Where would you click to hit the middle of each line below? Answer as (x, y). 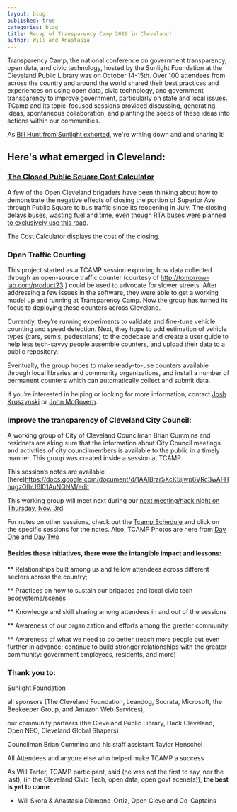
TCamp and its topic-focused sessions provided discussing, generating (111, 106)
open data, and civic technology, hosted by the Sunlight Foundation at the (115, 68)
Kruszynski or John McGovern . (52, 402)
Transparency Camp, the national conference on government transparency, (117, 60)
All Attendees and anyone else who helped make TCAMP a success (106, 758)
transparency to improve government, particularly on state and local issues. (117, 98)
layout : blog (27, 14)
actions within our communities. (54, 121)
